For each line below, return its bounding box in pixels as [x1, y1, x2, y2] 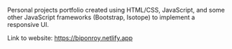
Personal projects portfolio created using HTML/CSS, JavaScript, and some [7, 6, 226, 14]
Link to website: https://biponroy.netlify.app [7, 34, 133, 42]
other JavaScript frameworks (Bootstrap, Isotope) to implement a [7, 13, 196, 21]
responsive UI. [7, 21, 49, 28]
